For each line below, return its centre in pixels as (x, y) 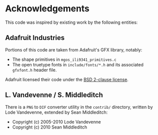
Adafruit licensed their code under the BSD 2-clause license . (67, 79)
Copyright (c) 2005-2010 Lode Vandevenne (57, 122)
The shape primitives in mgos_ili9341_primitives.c (64, 59)
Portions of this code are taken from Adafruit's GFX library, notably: (74, 49)
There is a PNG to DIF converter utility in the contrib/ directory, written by (79, 107)
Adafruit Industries (35, 38)
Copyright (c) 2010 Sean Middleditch (50, 127)
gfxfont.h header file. (34, 70)
